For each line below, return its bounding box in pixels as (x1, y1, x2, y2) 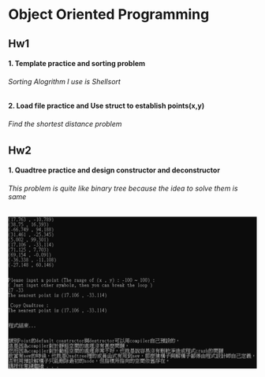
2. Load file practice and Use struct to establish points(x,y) (8, 101, 205, 111)
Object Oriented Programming (8, 6, 210, 24)
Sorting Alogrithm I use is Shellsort (8, 76, 121, 86)
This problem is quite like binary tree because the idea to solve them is (8, 183, 238, 193)
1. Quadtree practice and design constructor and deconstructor (8, 165, 221, 175)
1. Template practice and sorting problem (8, 59, 146, 68)
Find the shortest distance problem (8, 119, 122, 128)
